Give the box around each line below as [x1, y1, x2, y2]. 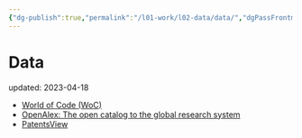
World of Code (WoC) [21, 99, 103, 110]
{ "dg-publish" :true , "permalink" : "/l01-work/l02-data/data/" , [8, 13, 243, 23]
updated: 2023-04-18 [8, 82, 89, 93]
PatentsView [21, 118, 69, 129]
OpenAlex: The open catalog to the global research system [21, 109, 241, 120]
